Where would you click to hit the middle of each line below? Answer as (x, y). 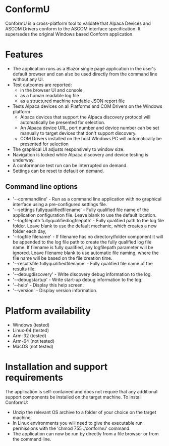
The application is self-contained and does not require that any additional (81, 391)
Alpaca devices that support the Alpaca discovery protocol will (85, 117)
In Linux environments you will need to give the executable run (77, 423)
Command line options (42, 187)
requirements (34, 377)
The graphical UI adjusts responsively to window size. (69, 149)
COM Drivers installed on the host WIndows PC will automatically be (91, 138)
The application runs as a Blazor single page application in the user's (84, 68)
